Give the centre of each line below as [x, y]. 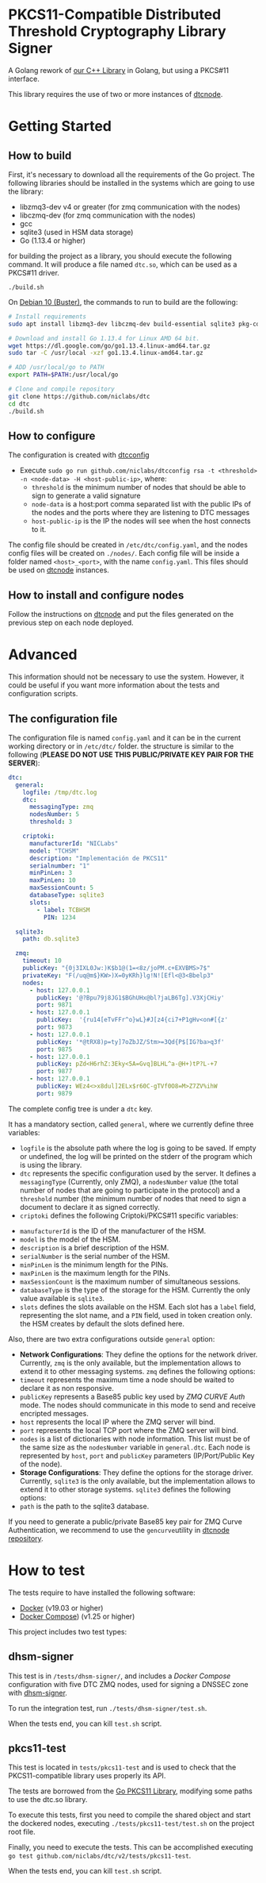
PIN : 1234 [60, 917]
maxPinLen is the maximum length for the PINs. [95, 1273]
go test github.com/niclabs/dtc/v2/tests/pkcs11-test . [100, 1856]
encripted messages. [54, 1413]
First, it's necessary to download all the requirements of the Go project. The [131, 174]
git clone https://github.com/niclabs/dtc [79, 396]
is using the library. [51, 1165]
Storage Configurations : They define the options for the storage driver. [136, 1472]
